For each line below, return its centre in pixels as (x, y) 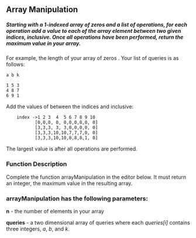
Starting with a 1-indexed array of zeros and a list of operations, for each (97, 24)
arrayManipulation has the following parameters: (77, 198)
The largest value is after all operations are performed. (72, 149)
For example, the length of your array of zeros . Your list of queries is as (92, 58)
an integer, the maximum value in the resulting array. (69, 183)
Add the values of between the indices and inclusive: (70, 107)
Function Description (37, 164)
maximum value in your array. (43, 43)
